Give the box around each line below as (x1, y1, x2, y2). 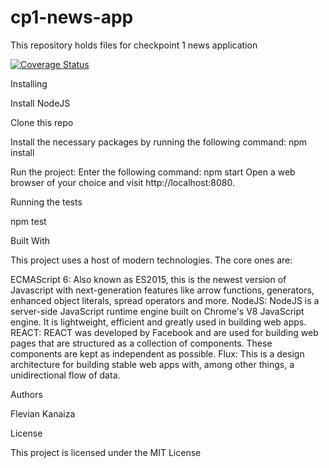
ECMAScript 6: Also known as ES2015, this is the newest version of (10, 273, 287, 285)
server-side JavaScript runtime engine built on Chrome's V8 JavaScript (10, 305, 305, 317)
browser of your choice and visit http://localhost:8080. (10, 176, 235, 188)
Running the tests (10, 196, 83, 208)
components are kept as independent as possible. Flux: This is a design (10, 347, 305, 360)
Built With (10, 234, 50, 246)
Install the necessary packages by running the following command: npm (10, 136, 308, 148)
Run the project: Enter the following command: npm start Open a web (10, 166, 296, 178)
